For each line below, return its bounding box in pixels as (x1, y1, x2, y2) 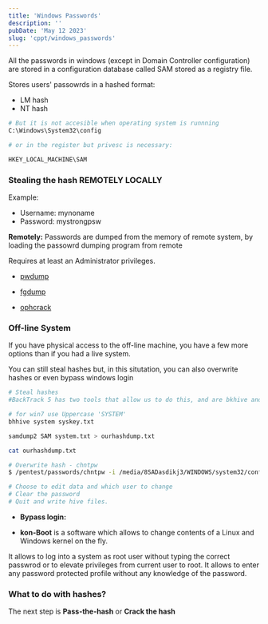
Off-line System (8, 322, 72, 333)
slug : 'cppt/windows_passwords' (8, 34, 116, 42)
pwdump (19, 272, 49, 281)
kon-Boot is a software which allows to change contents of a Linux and (19, 527, 254, 537)
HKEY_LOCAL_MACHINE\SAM (8, 155, 88, 164)
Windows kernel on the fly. (19, 536, 108, 546)
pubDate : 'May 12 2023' (8, 26, 88, 34)
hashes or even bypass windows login (8, 373, 134, 383)
